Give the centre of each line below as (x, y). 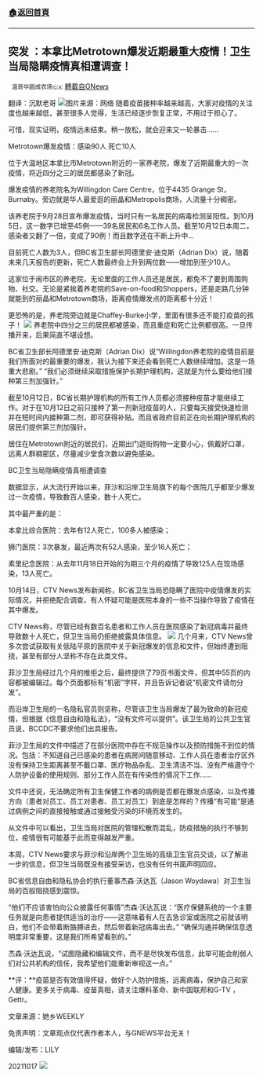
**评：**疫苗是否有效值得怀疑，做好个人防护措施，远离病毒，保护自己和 (125, 980)
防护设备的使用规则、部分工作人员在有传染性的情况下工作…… (113, 775)
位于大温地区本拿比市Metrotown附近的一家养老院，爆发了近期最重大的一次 (128, 163)
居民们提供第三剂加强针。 (49, 427)
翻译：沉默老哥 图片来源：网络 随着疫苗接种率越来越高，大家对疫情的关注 (130, 103)
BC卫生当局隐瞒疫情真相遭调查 (58, 471)
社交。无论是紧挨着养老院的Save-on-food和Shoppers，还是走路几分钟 (135, 289)
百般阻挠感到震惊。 (52, 891)
